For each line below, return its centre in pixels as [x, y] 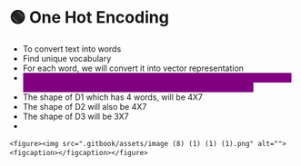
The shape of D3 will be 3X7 [75, 116]
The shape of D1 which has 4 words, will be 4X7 [112, 97]
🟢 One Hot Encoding [90, 18]
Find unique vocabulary [67, 58]
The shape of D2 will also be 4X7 [85, 106]
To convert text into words [72, 49]
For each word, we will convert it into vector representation [133, 68]
